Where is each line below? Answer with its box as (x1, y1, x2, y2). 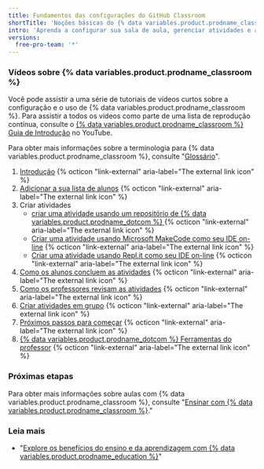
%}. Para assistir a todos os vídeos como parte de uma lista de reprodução (8, 111, 251, 121)
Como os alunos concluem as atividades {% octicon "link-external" (19, 267, 237, 277)
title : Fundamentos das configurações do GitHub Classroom (8, 11, 206, 20)
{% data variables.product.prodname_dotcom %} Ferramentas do (19, 334, 232, 344)
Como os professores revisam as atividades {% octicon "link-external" (19, 285, 248, 294)
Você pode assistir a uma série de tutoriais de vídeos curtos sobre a (8, 95, 229, 104)
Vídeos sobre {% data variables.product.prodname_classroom (8, 67, 252, 78)
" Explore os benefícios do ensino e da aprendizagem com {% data (19, 443, 236, 453)
